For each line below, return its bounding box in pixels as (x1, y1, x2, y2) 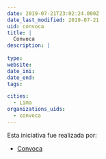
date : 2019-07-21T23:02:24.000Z (7, 10, 99, 17)
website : (7, 61, 32, 68)
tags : (7, 81, 23, 87)
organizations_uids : (7, 106, 66, 113)
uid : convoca (7, 23, 44, 30)
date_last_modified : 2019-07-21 (7, 17, 99, 23)
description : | (7, 42, 51, 49)
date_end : (7, 74, 36, 81)
